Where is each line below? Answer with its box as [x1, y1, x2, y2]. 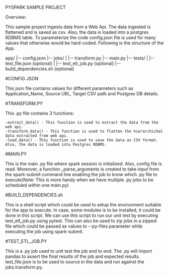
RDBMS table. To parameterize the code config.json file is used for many [5, 35, 156, 40]
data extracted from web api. [5, 133, 69, 138]
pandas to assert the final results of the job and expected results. [5, 253, 140, 259]
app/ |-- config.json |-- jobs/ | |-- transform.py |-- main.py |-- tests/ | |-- [5, 55, 155, 61]
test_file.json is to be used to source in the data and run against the [5, 259, 144, 264]
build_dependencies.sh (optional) [5, 66, 74, 72]
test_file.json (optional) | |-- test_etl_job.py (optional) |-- [5, 61, 121, 66]
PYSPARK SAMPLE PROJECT [5, 5, 66, 10]
